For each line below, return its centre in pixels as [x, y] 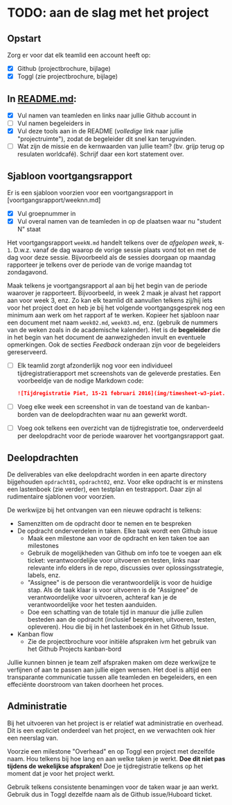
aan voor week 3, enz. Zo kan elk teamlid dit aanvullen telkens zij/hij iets [110, 301]
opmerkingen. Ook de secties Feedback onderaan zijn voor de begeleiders [114, 345]
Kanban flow [35, 634]
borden [27, 415]
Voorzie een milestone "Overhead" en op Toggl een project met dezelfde [111, 751]
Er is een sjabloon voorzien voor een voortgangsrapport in [90, 193]
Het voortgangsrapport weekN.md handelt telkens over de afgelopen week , [112, 243]
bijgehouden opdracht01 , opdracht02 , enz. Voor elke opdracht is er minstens [115, 482]
